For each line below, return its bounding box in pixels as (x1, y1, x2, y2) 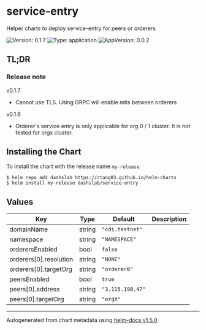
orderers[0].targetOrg (9, 265, 72, 274)
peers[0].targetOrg (9, 295, 64, 304)
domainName (9, 225, 48, 234)
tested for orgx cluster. (15, 129, 73, 136)
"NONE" (101, 256, 121, 263)
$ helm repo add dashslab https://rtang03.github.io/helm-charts (6, 175, 177, 181)
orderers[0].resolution (9, 255, 74, 264)
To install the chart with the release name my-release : (6, 163, 141, 170)
